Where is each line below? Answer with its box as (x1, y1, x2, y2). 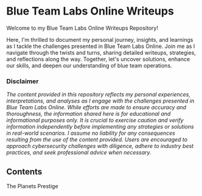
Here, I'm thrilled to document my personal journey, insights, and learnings (6, 36, 193, 43)
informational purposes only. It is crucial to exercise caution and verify (6, 117, 184, 124)
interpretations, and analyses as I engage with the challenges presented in (6, 97, 195, 104)
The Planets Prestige (6, 183, 59, 190)
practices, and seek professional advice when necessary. (6, 149, 151, 156)
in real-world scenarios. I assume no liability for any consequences (6, 129, 175, 137)
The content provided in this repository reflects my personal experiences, (6, 91, 190, 98)
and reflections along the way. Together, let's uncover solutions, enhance (6, 55, 190, 63)
